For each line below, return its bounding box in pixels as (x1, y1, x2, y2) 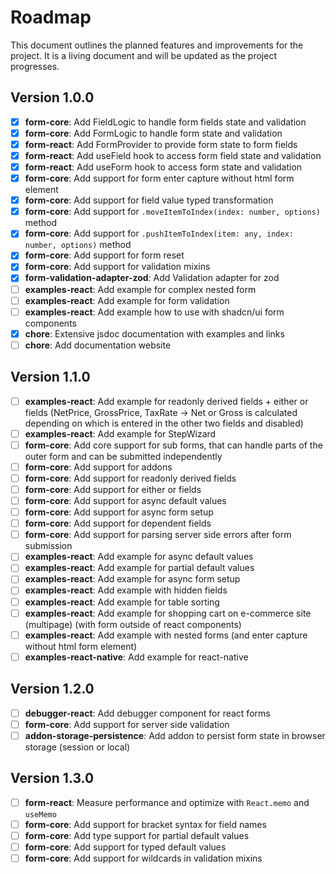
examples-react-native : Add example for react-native (24, 651, 249, 663)
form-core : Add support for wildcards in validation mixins (24, 852, 263, 864)
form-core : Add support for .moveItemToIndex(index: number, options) (24, 206, 321, 218)
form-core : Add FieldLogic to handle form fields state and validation (24, 116, 307, 128)
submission (24, 540, 73, 552)
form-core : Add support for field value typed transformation (24, 194, 274, 206)
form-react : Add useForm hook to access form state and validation (24, 161, 303, 173)
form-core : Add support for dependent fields (24, 517, 212, 530)
